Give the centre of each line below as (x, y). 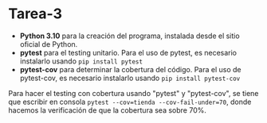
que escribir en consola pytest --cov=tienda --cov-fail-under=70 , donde (130, 102)
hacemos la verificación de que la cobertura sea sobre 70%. (108, 110)
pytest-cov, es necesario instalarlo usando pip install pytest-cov (130, 78)
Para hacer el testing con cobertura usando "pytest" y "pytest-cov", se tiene (133, 93)
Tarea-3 (35, 14)
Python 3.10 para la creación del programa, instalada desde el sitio (130, 36)
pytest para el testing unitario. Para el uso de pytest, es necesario (128, 52)
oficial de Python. (49, 44)
